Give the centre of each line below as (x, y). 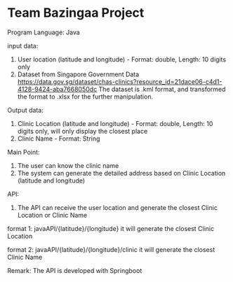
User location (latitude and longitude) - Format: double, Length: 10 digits (122, 59)
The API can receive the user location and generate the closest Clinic (117, 207)
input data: (23, 45)
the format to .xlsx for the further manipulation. (85, 97)
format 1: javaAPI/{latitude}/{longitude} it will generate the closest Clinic (111, 228)
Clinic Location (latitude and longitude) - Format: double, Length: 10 (115, 123)
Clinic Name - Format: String (59, 139)
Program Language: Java (44, 32)
